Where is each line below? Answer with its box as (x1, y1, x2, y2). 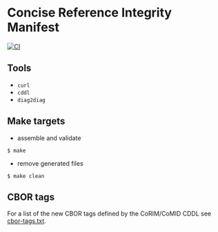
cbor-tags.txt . (7, 217, 46, 225)
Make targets (7, 115, 66, 127)
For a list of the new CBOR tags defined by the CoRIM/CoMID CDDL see (7, 209, 212, 218)
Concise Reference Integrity (7, 5, 172, 21)
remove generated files (17, 159, 84, 167)
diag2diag (17, 97, 46, 104)
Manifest (7, 19, 60, 35)
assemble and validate (17, 133, 81, 142)
